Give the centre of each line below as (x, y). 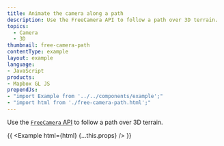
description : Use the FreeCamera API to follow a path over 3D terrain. (113, 20)
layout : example (30, 58)
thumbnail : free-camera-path (48, 45)
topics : (18, 26)
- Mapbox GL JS (29, 84)
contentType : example (38, 52)
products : (21, 77)
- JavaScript (26, 71)
